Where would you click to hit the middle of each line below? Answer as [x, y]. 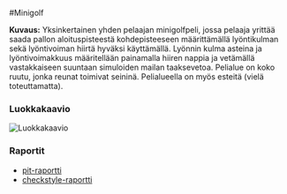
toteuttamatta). [36, 86]
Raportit [27, 151]
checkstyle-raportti [57, 179]
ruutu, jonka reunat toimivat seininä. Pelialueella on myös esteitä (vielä [137, 77]
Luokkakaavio [40, 108]
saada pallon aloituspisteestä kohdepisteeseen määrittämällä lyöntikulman [144, 39]
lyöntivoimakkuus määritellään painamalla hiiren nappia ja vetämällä [132, 58]
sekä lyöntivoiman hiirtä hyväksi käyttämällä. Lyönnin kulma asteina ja [136, 48]
